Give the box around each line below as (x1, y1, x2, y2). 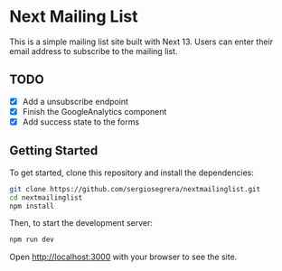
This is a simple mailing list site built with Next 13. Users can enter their (9, 36, 274, 47)
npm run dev (9, 235, 54, 245)
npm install (9, 201, 54, 210)
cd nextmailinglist (9, 192, 83, 202)
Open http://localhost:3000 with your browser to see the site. (9, 251, 238, 263)
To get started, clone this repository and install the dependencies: (9, 167, 255, 178)
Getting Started (9, 143, 99, 159)
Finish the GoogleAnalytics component (22, 106, 167, 117)
